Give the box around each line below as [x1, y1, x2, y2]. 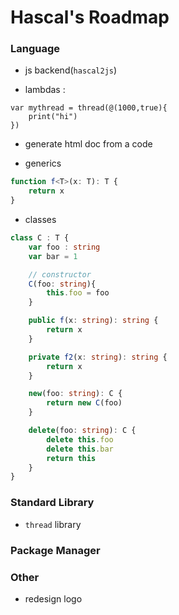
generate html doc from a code [24, 138, 153, 150]
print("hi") [28, 112, 78, 122]
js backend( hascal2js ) [24, 64, 118, 76]
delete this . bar [46, 444, 114, 454]
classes [24, 214, 57, 226]
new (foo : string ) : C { [28, 389, 123, 399]
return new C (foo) [46, 398, 123, 408]
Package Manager [10, 543, 101, 557]
